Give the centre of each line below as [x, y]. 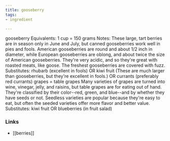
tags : [11, 15]
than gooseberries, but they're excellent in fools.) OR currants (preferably [82, 76]
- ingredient [19, 19]
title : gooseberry [25, 10]
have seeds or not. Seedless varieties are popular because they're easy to [83, 98]
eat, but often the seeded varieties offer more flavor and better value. [78, 103]
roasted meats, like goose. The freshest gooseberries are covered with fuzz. [85, 65]
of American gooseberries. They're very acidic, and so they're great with [81, 60]
